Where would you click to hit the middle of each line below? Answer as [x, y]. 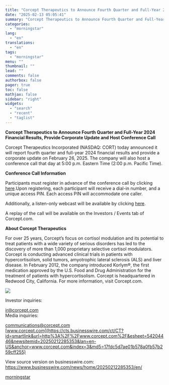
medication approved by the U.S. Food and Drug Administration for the [78, 270]
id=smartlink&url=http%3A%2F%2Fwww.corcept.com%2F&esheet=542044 [84, 336]
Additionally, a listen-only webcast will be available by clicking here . [75, 203]
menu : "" [14, 62]
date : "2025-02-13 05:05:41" [36, 15]
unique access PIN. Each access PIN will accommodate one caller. [74, 194]
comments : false [22, 76]
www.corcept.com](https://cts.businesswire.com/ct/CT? [65, 331]
